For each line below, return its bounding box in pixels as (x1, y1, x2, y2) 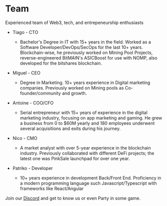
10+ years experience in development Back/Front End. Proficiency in (20, 174, 161, 180)
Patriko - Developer (12, 165, 53, 171)
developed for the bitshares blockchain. (20, 60, 102, 66)
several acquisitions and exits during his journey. (20, 125, 121, 131)
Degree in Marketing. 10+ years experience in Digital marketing (20, 79, 150, 85)
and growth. (62, 90, 87, 96)
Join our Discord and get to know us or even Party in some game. (5, 195, 141, 201)
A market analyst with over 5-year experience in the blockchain (20, 144, 151, 150)
